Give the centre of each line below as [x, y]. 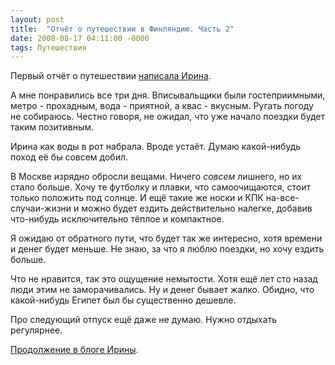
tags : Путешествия [48, 47]
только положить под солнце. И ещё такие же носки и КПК [137, 198]
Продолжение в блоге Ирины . [74, 350]
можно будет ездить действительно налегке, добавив [197, 208]
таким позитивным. [52, 127]
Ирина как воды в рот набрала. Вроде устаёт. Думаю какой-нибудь [156, 147]
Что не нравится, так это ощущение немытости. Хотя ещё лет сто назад [164, 279]
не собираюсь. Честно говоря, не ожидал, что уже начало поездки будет [167, 117]
